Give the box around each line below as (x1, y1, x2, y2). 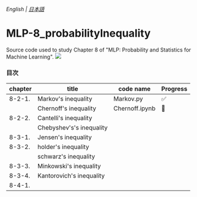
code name (118, 85, 151, 93)
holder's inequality (37, 143, 90, 151)
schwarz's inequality (37, 152, 96, 160)
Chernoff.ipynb (113, 104, 156, 112)
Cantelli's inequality (37, 114, 93, 122)
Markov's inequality (37, 95, 93, 103)
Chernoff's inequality (37, 104, 97, 112)
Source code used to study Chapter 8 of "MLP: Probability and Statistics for (6, 46, 192, 53)
